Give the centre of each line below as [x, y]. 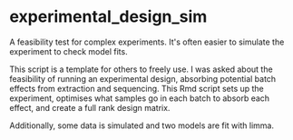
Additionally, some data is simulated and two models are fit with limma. [142, 125]
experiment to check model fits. [69, 51]
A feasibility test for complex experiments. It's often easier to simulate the [147, 42]
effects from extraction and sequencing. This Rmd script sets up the [137, 88]
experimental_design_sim [108, 17]
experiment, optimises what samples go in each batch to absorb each [140, 98]
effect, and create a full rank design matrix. [90, 107]
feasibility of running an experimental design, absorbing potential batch [143, 78]
